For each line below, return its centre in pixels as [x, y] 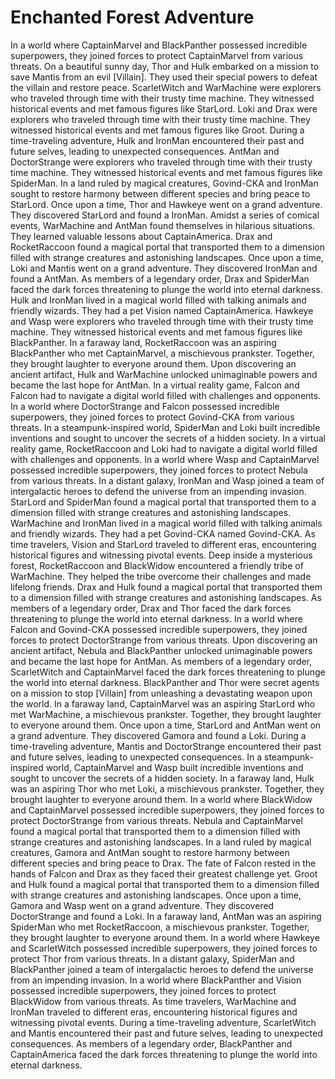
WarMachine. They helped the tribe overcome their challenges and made [161, 576]
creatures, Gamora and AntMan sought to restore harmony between [150, 852]
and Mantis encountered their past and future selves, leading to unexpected [166, 1033]
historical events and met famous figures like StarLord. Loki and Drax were [164, 108]
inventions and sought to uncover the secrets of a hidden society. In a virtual [168, 438]
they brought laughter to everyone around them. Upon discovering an [153, 363]
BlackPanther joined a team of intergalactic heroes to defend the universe [162, 969]
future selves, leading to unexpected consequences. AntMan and [145, 151]
